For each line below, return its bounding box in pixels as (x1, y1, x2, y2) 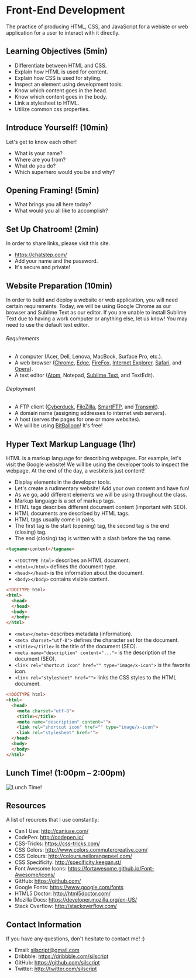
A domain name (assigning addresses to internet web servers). (14, 410, 167, 417)
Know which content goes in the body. (14, 93, 108, 100)
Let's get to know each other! (6, 138, 77, 145)
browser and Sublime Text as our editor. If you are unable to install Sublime (6, 309, 187, 316)
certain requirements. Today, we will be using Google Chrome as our (6, 303, 171, 309)
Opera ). (14, 366, 33, 373)
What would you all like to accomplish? (14, 207, 108, 215)
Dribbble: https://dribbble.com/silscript (14, 953, 109, 960)
